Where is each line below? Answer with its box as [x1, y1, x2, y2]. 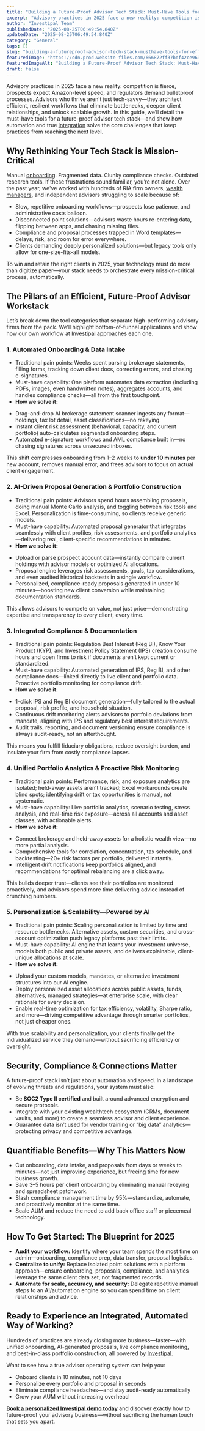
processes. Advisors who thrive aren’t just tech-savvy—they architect [6, 95, 182, 103]
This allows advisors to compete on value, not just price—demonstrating [6, 604, 189, 612]
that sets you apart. [6, 1418, 56, 1425]
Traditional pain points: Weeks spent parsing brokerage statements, [15, 359, 185, 366]
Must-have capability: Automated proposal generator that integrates [15, 522, 187, 530]
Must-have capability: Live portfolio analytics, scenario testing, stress [15, 804, 190, 811]
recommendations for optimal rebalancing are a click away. [15, 868, 164, 875]
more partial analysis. [15, 842, 70, 849]
